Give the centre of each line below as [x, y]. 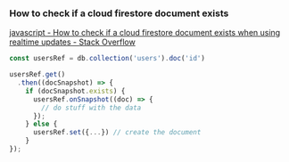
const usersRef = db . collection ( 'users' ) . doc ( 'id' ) [107, 59]
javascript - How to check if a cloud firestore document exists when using [145, 33]
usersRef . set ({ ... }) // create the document [117, 133]
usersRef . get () [37, 75]
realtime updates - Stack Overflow [72, 42]
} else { [41, 124]
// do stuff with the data [91, 108]
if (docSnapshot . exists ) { [75, 91]
